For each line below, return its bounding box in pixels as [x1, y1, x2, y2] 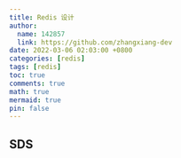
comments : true [9, 79, 66, 88]
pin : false [9, 104, 50, 113]
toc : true [9, 71, 46, 80]
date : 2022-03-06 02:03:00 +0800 [9, 46, 133, 55]
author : [9, 21, 38, 30]
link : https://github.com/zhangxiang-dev [17, 37, 173, 47]
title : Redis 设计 [9, 12, 75, 22]
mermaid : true [9, 95, 62, 105]
